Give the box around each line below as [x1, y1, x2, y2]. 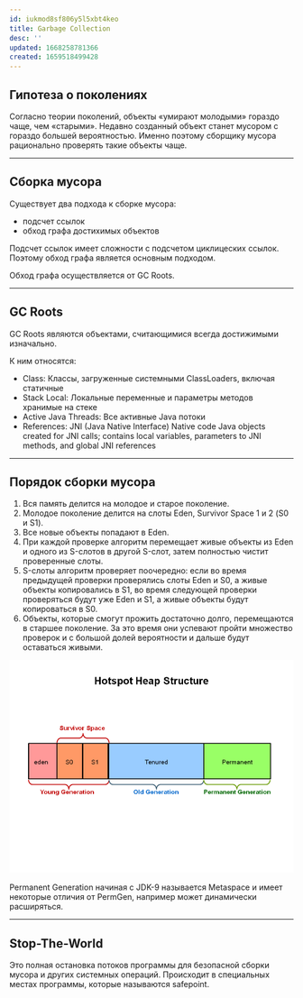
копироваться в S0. [22, 604, 98, 615]
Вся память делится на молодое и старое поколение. [22, 499, 230, 509]
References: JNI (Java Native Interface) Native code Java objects [22, 420, 266, 432]
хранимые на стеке [22, 401, 97, 412]
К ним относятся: [9, 355, 77, 366]
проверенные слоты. [22, 555, 104, 567]
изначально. [9, 338, 57, 349]
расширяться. [9, 902, 64, 912]
